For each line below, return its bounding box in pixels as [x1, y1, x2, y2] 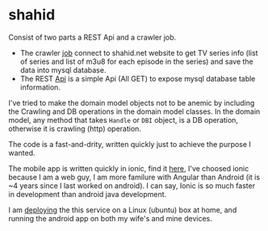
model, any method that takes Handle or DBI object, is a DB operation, [8, 115, 238, 124]
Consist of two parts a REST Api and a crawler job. [8, 32, 177, 42]
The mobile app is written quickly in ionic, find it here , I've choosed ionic [8, 163, 249, 173]
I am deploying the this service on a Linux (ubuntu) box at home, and [8, 204, 237, 215]
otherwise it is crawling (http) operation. [8, 124, 141, 133]
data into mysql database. [19, 65, 107, 74]
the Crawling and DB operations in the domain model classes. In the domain [8, 107, 261, 116]
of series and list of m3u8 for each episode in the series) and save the [19, 57, 254, 66]
